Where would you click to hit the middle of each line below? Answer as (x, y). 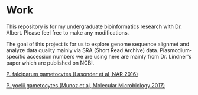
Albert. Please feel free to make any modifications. (68, 32)
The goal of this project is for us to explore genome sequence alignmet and (98, 44)
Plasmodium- (176, 50)
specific (16, 56)
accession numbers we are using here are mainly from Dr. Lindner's (109, 56)
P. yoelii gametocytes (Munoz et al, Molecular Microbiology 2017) (86, 85)
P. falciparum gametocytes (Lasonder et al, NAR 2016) (72, 74)
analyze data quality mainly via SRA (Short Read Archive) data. (82, 50)
